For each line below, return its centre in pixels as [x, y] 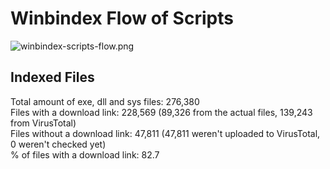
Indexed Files [52, 77]
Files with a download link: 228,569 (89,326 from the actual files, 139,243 [161, 112]
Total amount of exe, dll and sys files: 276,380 [105, 101]
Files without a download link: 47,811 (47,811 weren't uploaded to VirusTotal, [165, 133]
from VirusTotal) [43, 123]
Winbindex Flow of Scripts [122, 18]
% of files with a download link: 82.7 [85, 154]
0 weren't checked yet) [58, 144]
